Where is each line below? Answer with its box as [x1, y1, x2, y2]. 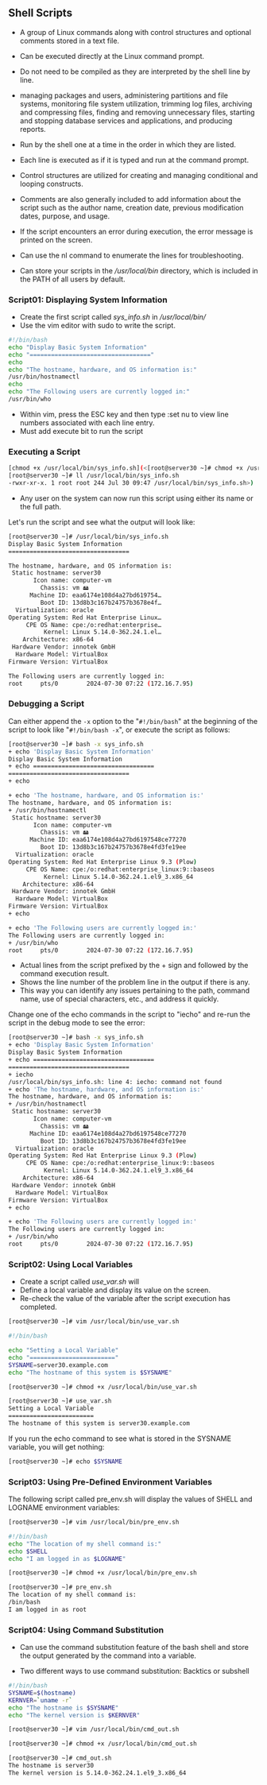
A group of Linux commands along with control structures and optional [19, 27, 252, 37]
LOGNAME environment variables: [8, 1503, 121, 1512]
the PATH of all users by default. [19, 274, 126, 284]
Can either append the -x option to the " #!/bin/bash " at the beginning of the [8, 716, 258, 726]
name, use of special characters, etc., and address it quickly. [19, 994, 219, 1004]
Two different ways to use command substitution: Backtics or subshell [19, 1667, 250, 1676]
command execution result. [19, 969, 110, 978]
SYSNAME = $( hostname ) [8, 1689, 77, 1697]
